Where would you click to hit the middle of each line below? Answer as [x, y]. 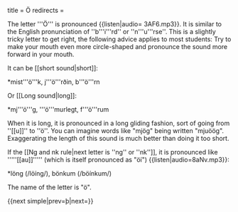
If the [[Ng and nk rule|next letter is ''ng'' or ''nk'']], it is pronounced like [113, 152]
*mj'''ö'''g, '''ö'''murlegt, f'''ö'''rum [58, 109]
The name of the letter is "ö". [49, 187]
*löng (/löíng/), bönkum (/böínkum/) [60, 173]
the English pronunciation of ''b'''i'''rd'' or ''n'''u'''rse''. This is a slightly [112, 32]
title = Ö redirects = [36, 10]
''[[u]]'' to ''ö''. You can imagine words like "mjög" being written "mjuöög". [116, 131]
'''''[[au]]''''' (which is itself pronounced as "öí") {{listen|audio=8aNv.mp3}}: [118, 160]
